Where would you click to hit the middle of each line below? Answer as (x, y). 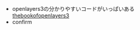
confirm (22, 22)
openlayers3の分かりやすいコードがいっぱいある (73, 9)
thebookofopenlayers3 (41, 16)
